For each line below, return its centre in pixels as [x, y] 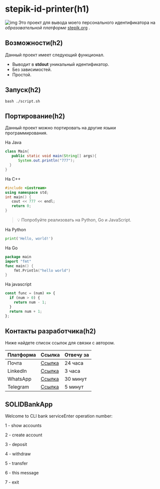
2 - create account [24, 435]
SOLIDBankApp [29, 404]
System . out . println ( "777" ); [46, 161]
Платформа [22, 355]
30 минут [76, 379]
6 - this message [22, 473]
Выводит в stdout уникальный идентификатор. [61, 64]
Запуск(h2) [23, 90]
